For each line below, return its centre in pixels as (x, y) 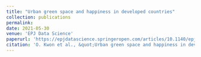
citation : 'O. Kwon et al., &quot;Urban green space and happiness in (96, 45)
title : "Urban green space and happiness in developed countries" (91, 12)
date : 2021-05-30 (28, 28)
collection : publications (38, 17)
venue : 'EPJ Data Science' (40, 34)
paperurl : (19, 39)
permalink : (20, 23)
